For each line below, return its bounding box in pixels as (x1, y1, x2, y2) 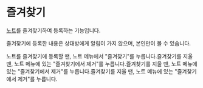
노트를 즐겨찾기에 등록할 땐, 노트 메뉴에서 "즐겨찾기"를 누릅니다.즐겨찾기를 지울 (6, 52, 193, 59)
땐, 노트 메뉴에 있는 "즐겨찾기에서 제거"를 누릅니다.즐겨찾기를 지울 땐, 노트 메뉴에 (6, 60, 198, 67)
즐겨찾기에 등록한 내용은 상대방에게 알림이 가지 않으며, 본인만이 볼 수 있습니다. (6, 39, 191, 47)
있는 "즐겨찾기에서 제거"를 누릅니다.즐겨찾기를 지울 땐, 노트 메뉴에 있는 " (6, 67, 177, 75)
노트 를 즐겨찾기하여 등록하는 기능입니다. (6, 27, 101, 34)
